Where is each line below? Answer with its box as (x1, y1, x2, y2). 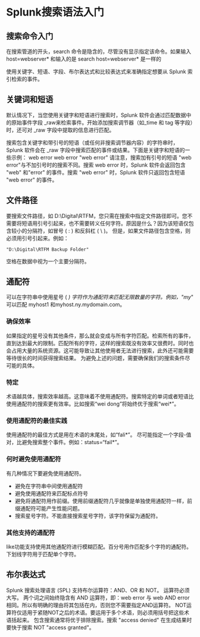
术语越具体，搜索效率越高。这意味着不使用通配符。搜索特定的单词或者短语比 (6, 393, 194, 400)
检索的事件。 (11, 76, 43, 82)
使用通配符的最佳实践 (6, 416, 67, 424)
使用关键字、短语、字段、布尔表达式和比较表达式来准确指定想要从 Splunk (6, 68, 186, 75)
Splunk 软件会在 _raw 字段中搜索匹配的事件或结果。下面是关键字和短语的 (6, 146, 185, 154)
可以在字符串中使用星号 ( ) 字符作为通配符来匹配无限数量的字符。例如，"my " (6, 293, 193, 301)
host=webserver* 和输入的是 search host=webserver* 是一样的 (6, 55, 162, 63)
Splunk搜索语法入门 (6, 5, 104, 19)
